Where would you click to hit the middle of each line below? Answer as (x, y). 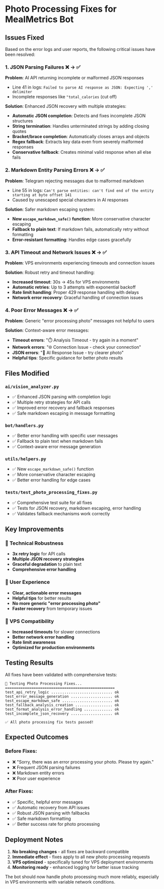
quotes (19, 131)
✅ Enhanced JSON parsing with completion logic (61, 396)
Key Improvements (35, 529)
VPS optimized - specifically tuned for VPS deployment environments (82, 862)
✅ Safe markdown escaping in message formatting (63, 413)
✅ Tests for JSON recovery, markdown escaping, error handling (76, 508)
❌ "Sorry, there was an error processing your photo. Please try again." (83, 762)
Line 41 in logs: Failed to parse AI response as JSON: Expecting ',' (82, 87)
